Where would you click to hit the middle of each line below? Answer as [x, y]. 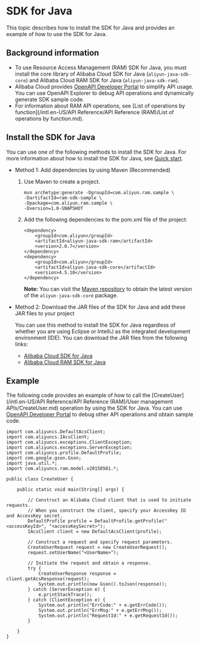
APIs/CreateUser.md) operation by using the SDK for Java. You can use [94, 408]
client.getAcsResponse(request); [48, 579]
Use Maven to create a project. [62, 181]
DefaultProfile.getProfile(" [131, 521]
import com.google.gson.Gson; [44, 458]
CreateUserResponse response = [77, 574]
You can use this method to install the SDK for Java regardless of [95, 325]
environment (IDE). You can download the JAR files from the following [101, 338]
